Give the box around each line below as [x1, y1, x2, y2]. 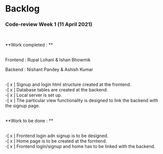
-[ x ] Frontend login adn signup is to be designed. [5, 133, 108, 139]
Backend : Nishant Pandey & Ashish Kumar [5, 66, 93, 72]
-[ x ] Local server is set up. [5, 92, 62, 98]
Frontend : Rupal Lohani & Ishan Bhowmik [5, 57, 91, 63]
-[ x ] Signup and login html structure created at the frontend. [5, 81, 131, 87]
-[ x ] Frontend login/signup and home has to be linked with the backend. [5, 143, 155, 149]
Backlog [5, 3, 40, 14]
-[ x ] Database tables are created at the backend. [5, 87, 108, 93]
